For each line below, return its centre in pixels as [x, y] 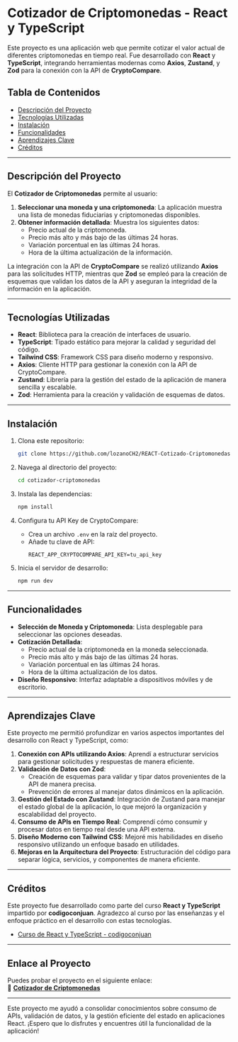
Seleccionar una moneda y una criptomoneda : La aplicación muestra [120, 207]
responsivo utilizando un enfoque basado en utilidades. [98, 844]
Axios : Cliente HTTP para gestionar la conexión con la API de [107, 365]
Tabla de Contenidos [54, 93]
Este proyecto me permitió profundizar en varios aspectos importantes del [116, 733]
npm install [35, 507]
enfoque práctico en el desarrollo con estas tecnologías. [90, 921]
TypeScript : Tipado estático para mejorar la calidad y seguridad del [117, 342]
